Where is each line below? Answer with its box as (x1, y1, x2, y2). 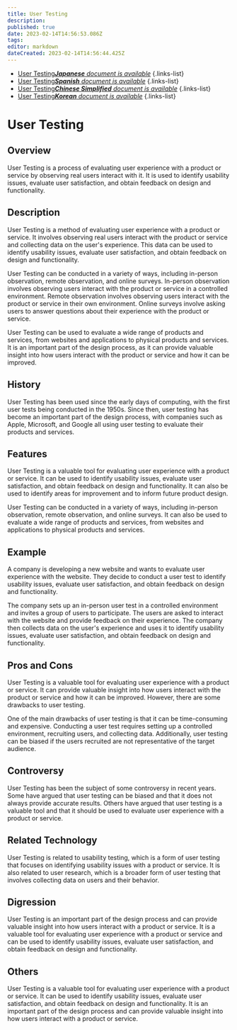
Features (7, 447, 47, 460)
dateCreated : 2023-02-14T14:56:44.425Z (7, 50, 125, 57)
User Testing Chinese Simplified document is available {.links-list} (17, 84, 211, 93)
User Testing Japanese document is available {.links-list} (17, 69, 185, 78)
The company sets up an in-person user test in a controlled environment (7, 601, 219, 610)
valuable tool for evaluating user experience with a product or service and (7, 930, 223, 939)
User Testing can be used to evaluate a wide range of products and (7, 328, 204, 336)
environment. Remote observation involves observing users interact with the (7, 292, 230, 300)
